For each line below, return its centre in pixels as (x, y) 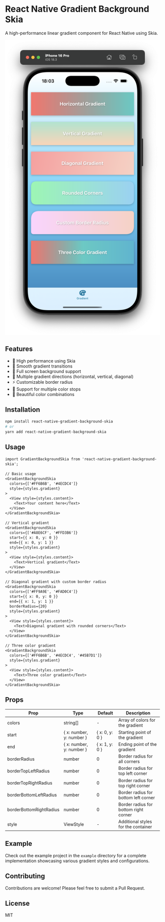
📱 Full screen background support (46, 371)
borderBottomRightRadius (33, 810)
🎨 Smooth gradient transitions (42, 366)
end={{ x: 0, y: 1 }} (32, 542)
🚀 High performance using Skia (44, 361)
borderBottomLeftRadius (32, 795)
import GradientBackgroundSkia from (42, 459)
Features (19, 349)
